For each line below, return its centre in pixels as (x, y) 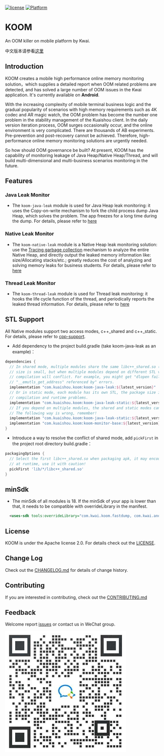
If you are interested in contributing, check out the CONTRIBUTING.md (76, 597)
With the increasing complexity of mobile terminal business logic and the (78, 104)
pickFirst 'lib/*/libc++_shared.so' (47, 469)
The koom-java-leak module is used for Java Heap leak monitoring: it (81, 206)
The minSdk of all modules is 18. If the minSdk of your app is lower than (84, 501)
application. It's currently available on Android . (52, 95)
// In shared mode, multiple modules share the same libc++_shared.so (83, 367)
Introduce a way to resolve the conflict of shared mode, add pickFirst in (85, 438)
